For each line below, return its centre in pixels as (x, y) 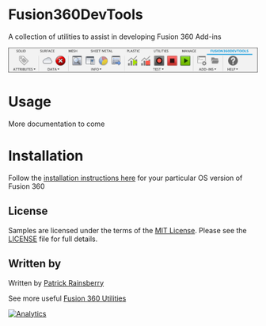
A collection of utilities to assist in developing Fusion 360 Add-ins (115, 36)
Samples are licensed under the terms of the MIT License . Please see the (127, 230)
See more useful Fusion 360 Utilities (67, 298)
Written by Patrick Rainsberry (56, 282)
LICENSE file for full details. (53, 239)
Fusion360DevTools (76, 15)
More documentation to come (57, 124)
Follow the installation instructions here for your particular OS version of (125, 178)
